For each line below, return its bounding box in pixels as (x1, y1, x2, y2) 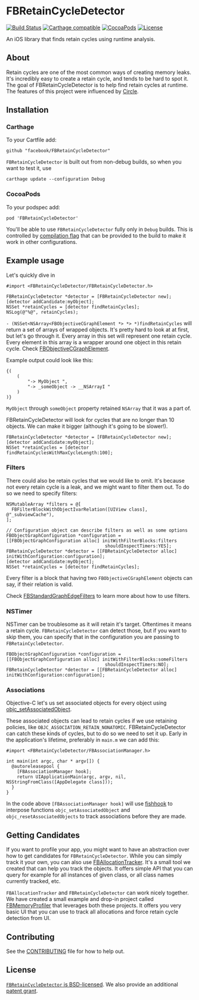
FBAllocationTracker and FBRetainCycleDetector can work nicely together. (6, 889, 189, 896)
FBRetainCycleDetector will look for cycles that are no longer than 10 (6, 416, 175, 423)
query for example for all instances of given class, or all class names (6, 871, 175, 878)
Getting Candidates (6, 830, 80, 840)
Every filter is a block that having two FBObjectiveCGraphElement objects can (6, 574, 192, 581)
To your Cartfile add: (6, 136, 57, 144)
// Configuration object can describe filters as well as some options (6, 527, 188, 533)
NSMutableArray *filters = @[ (6, 501, 82, 507)
